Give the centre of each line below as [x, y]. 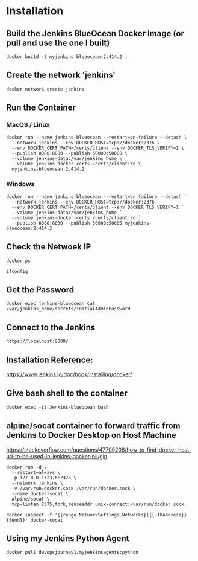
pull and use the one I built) [58, 43]
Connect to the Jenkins [51, 327]
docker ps [19, 261]
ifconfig [17, 271]
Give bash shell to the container [67, 393]
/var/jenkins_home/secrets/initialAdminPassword [68, 309]
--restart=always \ [36, 472]
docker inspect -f [29, 515]
